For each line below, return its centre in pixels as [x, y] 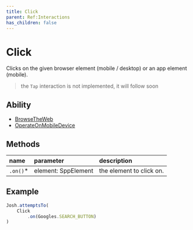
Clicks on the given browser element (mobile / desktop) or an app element [97, 68]
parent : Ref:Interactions [38, 17]
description [116, 161]
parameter [49, 161]
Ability [19, 105]
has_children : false [32, 23]
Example [22, 192]
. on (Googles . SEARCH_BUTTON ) [62, 216]
